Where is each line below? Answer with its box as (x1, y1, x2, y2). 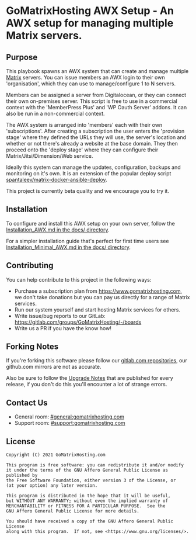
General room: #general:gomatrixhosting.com (14, 413, 124, 420)
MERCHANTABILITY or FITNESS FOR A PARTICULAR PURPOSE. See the (6, 503, 166, 509)
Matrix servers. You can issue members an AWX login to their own (6, 74, 165, 81)
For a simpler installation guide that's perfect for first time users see (6, 237, 169, 244)
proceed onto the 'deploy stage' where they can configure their (6, 146, 159, 153)
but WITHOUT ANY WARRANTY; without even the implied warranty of (6, 498, 168, 504)
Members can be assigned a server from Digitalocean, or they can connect (6, 92, 187, 98)
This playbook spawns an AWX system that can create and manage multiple (6, 68, 189, 74)
